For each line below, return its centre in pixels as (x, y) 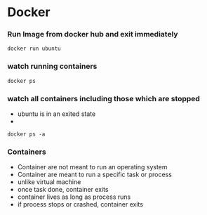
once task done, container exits (63, 190)
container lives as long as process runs (74, 197)
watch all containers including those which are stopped (103, 98)
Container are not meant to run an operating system (92, 167)
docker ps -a (26, 134)
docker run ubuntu (34, 49)
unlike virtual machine (49, 182)
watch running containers (52, 66)
